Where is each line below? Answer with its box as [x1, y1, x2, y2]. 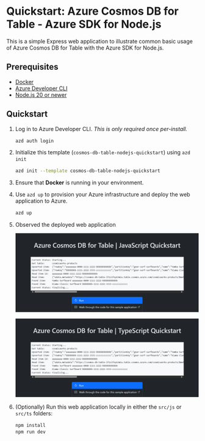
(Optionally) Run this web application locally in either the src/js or [15, 403, 182, 410]
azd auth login [15, 138, 54, 144]
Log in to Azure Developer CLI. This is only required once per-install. [15, 125, 188, 132]
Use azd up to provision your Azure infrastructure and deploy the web [15, 191, 190, 198]
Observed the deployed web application [15, 221, 116, 228]
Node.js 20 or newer [15, 91, 67, 99]
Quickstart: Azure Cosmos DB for [6, 4, 179, 18]
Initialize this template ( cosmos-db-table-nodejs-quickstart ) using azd [15, 149, 191, 156]
